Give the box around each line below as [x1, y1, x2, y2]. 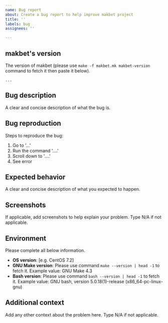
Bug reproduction [5, 119, 61, 128]
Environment [5, 234, 47, 243]
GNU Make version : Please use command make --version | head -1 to [12, 263, 160, 268]
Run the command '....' [12, 147, 59, 153]
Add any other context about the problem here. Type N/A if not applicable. [5, 311, 159, 317]
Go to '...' [12, 142, 31, 148]
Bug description [5, 91, 56, 100]
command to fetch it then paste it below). [5, 67, 90, 73]
